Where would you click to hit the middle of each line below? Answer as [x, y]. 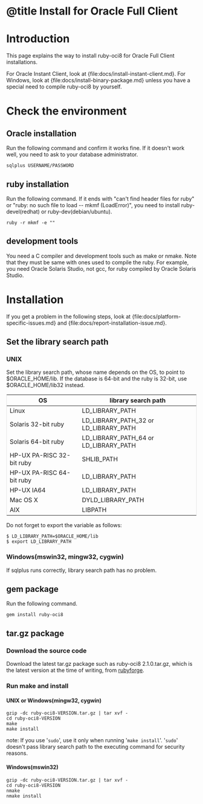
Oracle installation [41, 134]
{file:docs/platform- [156, 316]
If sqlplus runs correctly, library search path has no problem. [82, 570]
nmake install [24, 796]
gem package [33, 589]
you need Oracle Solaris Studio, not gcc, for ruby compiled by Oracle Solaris [101, 268]
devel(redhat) [23, 211]
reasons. [17, 753]
